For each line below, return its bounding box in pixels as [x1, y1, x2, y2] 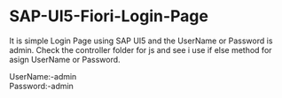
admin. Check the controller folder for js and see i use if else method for [9, 44, 272, 55]
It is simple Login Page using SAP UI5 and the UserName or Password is [9, 35, 273, 46]
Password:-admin [9, 80, 74, 91]
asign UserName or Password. [9, 54, 121, 64]
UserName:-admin [9, 71, 77, 81]
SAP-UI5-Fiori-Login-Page [9, 6, 208, 26]
